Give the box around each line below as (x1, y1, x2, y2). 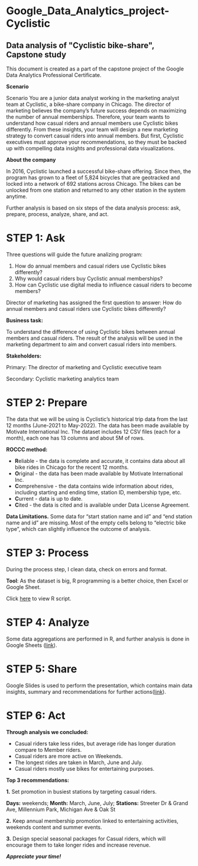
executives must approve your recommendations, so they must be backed (6, 139, 187, 146)
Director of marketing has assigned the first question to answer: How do (6, 299, 182, 306)
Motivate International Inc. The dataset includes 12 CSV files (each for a (6, 428, 181, 435)
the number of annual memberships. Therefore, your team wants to (6, 114, 170, 120)
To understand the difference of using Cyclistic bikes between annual (6, 328, 176, 335)
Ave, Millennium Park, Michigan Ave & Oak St (6, 806, 116, 813)
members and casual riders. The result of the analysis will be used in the (6, 334, 183, 342)
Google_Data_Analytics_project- (6, 4, 170, 18)
